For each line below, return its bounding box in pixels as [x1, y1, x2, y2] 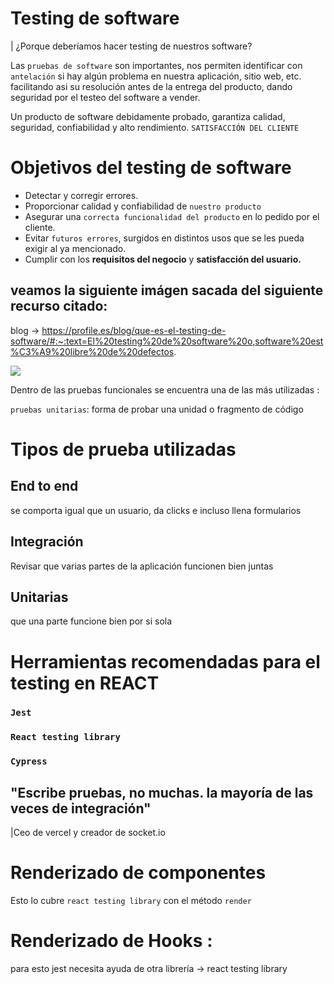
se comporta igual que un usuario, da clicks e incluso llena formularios [10, 504, 302, 516]
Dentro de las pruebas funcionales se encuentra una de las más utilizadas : [10, 383, 320, 396]
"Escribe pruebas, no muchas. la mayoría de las [10, 784, 314, 801]
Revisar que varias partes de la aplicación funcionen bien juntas [10, 560, 274, 572]
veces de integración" [10, 800, 152, 817]
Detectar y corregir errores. [24, 189, 139, 201]
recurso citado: [10, 298, 108, 315]
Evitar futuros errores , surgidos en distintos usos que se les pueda [24, 232, 305, 244]
